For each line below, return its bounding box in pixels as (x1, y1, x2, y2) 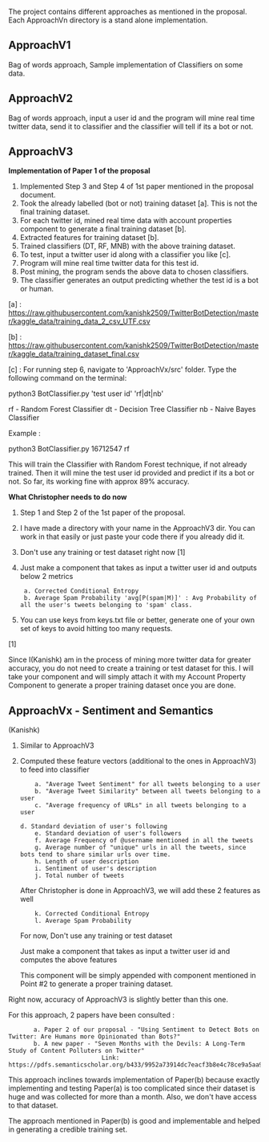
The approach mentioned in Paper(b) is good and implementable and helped (8, 1116, 261, 1126)
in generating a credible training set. (8, 1124, 128, 1135)
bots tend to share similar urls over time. (19, 850, 171, 859)
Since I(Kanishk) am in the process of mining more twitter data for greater (8, 655, 251, 665)
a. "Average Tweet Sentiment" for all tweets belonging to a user (34, 781, 261, 789)
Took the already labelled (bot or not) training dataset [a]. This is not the (19, 198, 258, 208)
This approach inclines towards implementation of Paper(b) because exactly (8, 1075, 260, 1085)
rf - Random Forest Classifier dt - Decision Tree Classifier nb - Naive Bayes (8, 405, 256, 414)
